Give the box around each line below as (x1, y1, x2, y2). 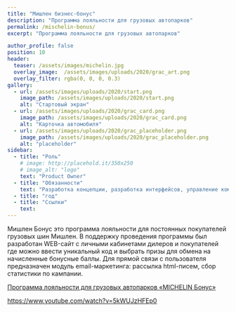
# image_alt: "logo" (20, 166, 80, 173)
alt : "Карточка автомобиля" (20, 121, 102, 128)
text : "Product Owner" (20, 172, 86, 179)
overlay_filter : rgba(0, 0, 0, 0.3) (13, 75, 121, 82)
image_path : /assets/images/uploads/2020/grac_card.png (20, 114, 188, 121)
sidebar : (7, 147, 33, 154)
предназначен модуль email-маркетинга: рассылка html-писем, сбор (7, 262, 216, 270)
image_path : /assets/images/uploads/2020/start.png (20, 95, 174, 102)
